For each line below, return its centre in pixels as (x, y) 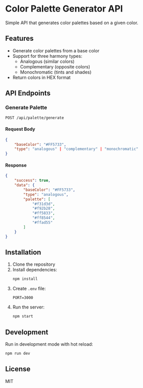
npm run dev (18, 353)
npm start (23, 317)
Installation (23, 252)
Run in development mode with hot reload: (49, 344)
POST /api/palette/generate (35, 118)
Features (19, 38)
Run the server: (28, 307)
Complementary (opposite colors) (55, 66)
